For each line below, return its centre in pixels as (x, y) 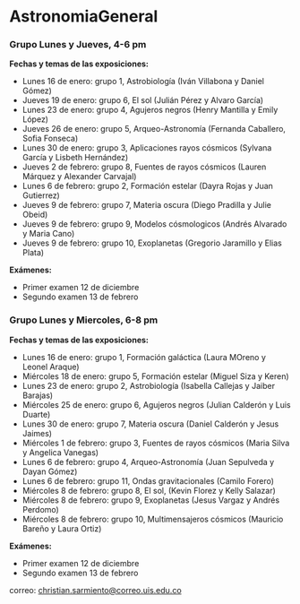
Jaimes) (37, 433)
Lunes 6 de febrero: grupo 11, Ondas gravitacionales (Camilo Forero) (148, 480)
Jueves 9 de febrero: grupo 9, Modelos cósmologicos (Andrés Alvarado (154, 224)
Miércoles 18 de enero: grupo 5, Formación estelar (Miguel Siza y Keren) (155, 376)
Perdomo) (41, 509)
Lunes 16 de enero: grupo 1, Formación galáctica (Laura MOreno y (144, 357)
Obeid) (35, 215)
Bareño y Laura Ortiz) (62, 528)
